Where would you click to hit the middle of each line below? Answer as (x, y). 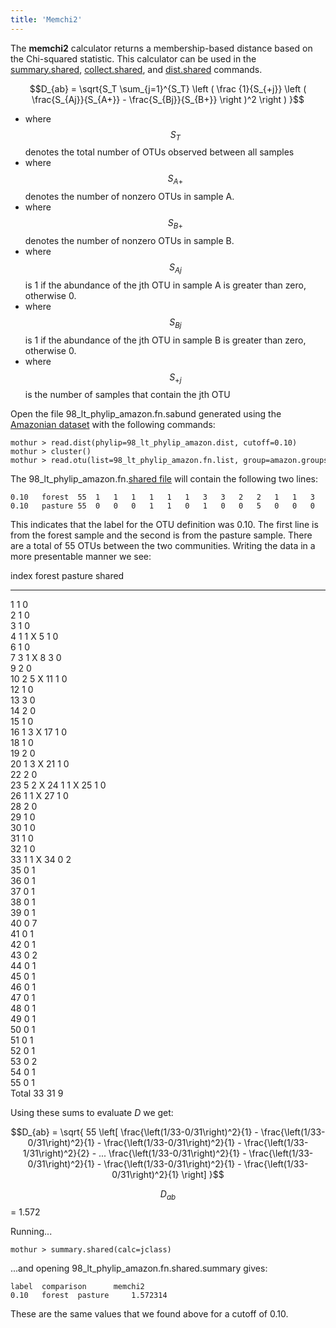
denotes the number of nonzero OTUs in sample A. (129, 197)
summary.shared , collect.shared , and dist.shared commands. (136, 69)
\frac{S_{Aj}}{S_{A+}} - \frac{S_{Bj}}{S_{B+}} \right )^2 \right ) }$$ (168, 99)
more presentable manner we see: (81, 557)
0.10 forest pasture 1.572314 (89, 1296)
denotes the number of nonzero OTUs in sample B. (129, 241)
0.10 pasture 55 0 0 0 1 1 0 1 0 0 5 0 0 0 (162, 506)
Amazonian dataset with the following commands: (113, 425)
